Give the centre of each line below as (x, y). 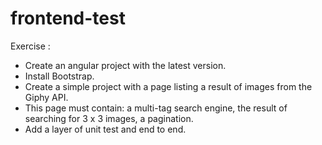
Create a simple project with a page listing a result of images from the (168, 86)
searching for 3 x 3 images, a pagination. (109, 118)
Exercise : (30, 46)
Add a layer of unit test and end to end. (105, 129)
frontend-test (68, 18)
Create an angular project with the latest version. (125, 65)
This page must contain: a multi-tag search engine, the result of (156, 108)
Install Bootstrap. (59, 76)
